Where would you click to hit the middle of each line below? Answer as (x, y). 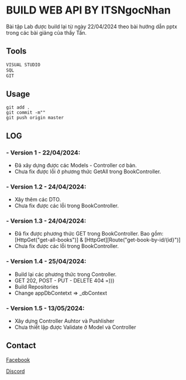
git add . (18, 107)
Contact (21, 346)
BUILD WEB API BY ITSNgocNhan (88, 10)
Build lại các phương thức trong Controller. (66, 274)
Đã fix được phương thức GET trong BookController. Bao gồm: (89, 234)
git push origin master (35, 118)
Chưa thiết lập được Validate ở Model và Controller (75, 327)
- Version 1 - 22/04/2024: (43, 152)
